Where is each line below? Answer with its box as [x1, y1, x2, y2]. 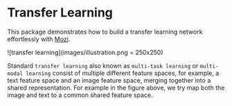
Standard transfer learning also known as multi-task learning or [7, 61, 199, 70]
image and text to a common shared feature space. [7, 91, 153, 99]
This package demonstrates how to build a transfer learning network [7, 28, 203, 36]
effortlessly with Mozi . [7, 34, 71, 43]
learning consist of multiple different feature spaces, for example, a [25, 69, 220, 77]
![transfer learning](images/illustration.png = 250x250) [7, 48, 164, 56]
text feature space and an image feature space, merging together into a [7, 76, 211, 84]
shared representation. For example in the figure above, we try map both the [7, 83, 225, 92]
